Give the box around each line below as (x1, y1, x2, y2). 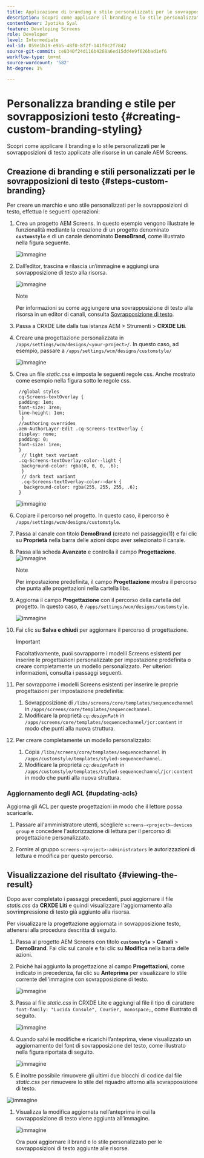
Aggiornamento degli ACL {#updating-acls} (7, 789, 138, 798)
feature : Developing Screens (7, 25, 81, 32)
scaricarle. (7, 809, 34, 817)
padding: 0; (18, 437, 49, 443)
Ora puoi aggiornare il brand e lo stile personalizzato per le (15, 1138, 162, 1146)
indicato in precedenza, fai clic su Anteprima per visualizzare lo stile (15, 969, 187, 977)
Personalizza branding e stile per (7, 96, 176, 110)
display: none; (18, 431, 57, 437)
